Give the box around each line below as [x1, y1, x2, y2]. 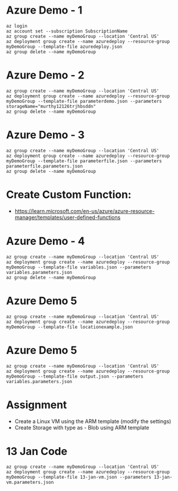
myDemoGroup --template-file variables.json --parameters [6, 264, 151, 270]
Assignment [6, 398, 67, 411]
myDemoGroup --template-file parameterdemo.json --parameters [6, 98, 162, 104]
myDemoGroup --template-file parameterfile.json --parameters [6, 158, 162, 164]
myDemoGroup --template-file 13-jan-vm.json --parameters [6, 474, 151, 480]
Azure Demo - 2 [6, 68, 85, 82]
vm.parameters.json [6, 479, 54, 486]
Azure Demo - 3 [6, 128, 85, 142]
